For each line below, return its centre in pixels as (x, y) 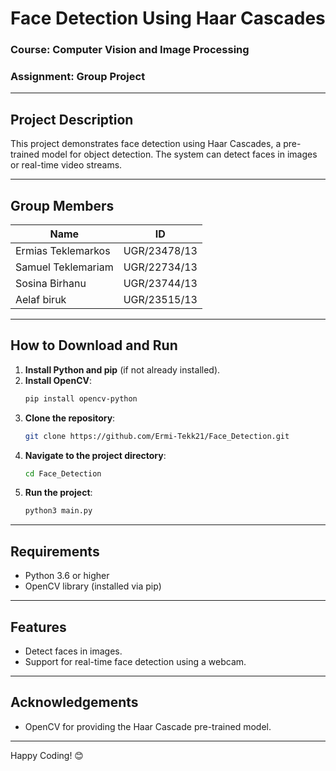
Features (38, 627)
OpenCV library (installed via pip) (93, 586)
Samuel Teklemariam (64, 267)
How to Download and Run (94, 345)
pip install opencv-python (81, 398)
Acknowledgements (74, 702)
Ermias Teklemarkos (63, 251)
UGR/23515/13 (160, 300)
